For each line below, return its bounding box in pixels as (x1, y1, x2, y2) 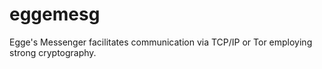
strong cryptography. (9, 46, 97, 58)
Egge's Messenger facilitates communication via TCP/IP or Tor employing (9, 36, 313, 48)
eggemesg (9, 3, 101, 26)
